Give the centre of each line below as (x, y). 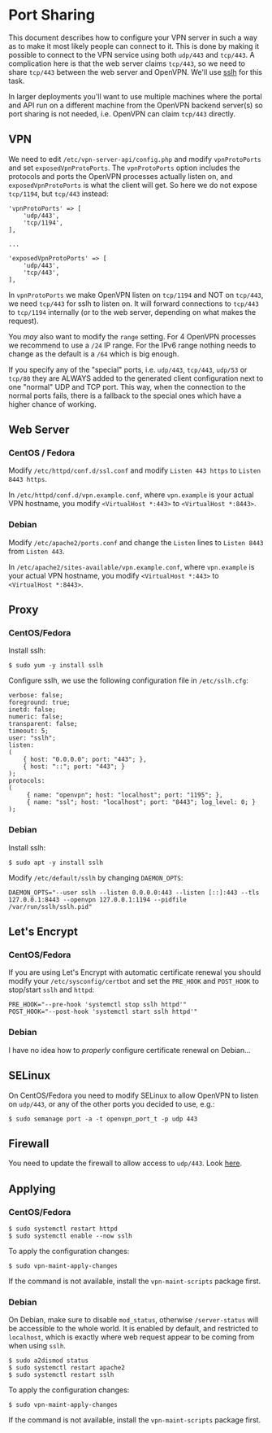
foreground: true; (39, 703)
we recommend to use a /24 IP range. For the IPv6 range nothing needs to (132, 345)
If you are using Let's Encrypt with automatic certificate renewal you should (135, 972)
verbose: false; (36, 696)
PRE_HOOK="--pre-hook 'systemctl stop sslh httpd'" (97, 1005)
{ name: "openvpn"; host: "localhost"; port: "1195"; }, (125, 795)
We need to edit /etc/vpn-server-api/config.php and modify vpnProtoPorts (135, 159)
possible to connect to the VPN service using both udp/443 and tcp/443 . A (132, 55)
